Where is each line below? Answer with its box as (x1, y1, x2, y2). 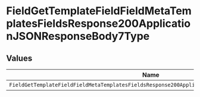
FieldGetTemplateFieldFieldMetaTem (6, 4, 192, 18)
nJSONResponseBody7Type (6, 30, 150, 43)
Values (6, 53, 33, 63)
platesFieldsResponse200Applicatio (6, 17, 191, 30)
